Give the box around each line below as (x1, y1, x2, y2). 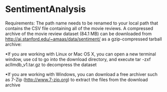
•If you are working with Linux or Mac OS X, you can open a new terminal (5, 51, 156, 57)
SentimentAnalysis (5, 3, 86, 15)
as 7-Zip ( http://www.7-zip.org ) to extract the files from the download (5, 76, 148, 82)
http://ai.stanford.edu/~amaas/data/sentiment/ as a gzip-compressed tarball (5, 36, 162, 42)
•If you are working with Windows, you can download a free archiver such (5, 71, 158, 77)
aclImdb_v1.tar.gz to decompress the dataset (5, 61, 97, 67)
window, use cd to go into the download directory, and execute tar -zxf (5, 56, 151, 62)
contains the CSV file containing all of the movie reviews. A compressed (5, 25, 154, 31)
